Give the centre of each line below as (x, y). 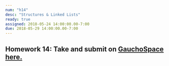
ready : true (18, 19)
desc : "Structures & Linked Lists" (43, 15)
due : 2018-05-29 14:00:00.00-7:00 (42, 29)
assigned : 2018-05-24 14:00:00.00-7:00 (47, 24)
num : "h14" (17, 10)
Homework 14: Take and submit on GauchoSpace (84, 49)
